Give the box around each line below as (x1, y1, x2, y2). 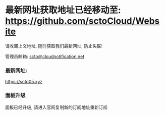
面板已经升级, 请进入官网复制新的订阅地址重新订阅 (5, 104, 108, 110)
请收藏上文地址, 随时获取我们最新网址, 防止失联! (5, 43, 103, 49)
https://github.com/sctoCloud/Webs (5, 15, 160, 27)
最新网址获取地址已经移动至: (5, 4, 121, 16)
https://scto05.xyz (5, 79, 43, 85)
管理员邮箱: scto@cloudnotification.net (5, 53, 85, 59)
